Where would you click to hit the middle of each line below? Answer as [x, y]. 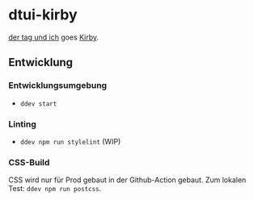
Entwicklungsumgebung [58, 85]
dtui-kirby [43, 15]
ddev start [38, 104]
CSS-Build [29, 162]
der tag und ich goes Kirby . [54, 37]
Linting [22, 124]
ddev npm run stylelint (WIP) [70, 141]
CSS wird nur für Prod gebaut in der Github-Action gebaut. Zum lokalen [127, 180]
